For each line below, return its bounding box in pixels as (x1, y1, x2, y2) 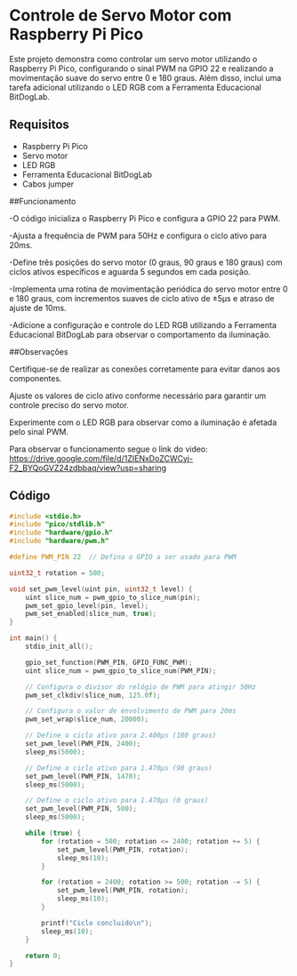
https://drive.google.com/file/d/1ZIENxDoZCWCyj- (9, 452, 194, 463)
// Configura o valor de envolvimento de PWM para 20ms (25, 707, 237, 716)
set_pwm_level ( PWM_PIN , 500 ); (25, 804, 138, 813)
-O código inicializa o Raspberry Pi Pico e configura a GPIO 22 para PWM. (9, 212, 281, 223)
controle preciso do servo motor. (9, 399, 129, 410)
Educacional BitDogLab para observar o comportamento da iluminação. (9, 329, 271, 340)
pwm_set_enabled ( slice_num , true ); (25, 610, 157, 619)
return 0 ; (25, 951, 62, 960)
